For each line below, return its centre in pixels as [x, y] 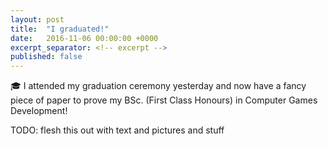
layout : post [37, 19]
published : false [46, 57]
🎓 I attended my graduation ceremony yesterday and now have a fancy [158, 86]
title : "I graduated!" [60, 29]
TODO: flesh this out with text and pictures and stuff [117, 130]
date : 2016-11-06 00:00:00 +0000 [84, 38]
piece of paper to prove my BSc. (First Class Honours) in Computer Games [164, 100]
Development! [39, 111]
